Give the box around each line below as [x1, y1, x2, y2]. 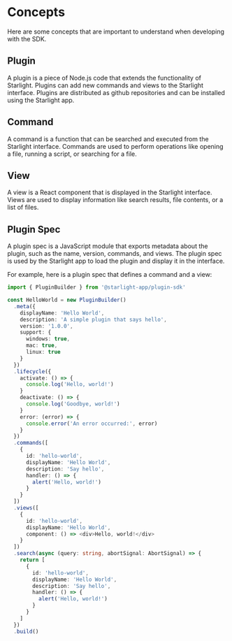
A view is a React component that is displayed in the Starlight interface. [7, 188, 212, 196]
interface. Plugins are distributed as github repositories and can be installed [7, 88, 226, 96]
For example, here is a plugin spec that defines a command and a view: [7, 271, 212, 279]
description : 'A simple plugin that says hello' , [20, 316, 168, 323]
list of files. [7, 203, 39, 212]
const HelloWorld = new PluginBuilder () [7, 296, 127, 304]
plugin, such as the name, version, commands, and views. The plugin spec [7, 250, 222, 258]
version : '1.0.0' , [20, 322, 73, 329]
